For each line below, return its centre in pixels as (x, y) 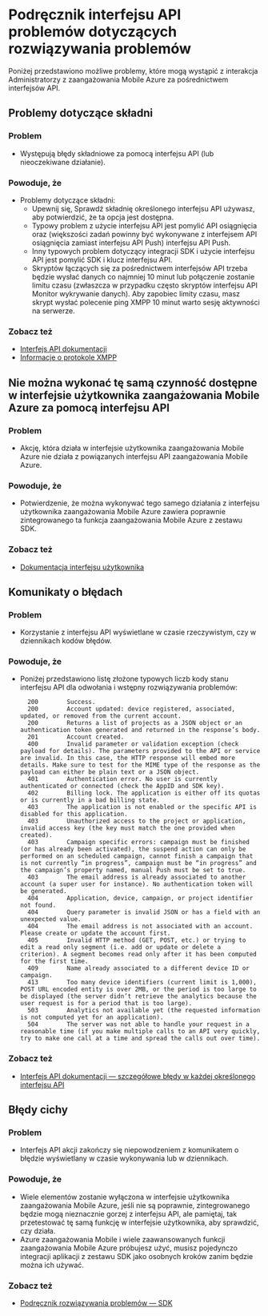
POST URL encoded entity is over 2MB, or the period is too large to (138, 990)
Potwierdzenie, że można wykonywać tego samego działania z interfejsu (140, 503)
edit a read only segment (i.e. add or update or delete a (120, 948)
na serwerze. (53, 311)
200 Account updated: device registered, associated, (132, 709)
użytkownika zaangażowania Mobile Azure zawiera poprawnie (123, 512)
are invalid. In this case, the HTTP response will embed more (128, 759)
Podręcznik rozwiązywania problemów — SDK (96, 1303)
